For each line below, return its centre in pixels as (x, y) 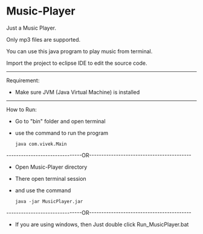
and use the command (43, 190)
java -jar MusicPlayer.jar (49, 201)
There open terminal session (50, 178)
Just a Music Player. (31, 28)
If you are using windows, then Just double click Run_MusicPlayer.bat (102, 224)
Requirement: (23, 80)
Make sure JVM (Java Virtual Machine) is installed (77, 92)
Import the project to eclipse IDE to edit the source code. (77, 63)
